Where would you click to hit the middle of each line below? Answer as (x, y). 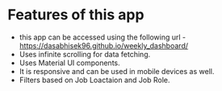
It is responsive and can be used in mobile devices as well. (117, 71)
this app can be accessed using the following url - (103, 37)
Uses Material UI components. (69, 63)
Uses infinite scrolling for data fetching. (85, 54)
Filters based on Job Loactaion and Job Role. (94, 80)
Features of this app (76, 15)
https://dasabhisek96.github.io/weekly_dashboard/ (104, 45)
